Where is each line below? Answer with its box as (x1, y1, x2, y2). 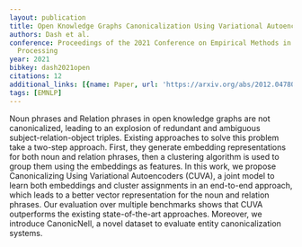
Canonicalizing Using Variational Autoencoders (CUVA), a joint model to (9, 170, 275, 181)
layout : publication (9, 13, 87, 22)
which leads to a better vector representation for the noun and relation (9, 190, 270, 200)
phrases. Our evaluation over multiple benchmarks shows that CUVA (9, 198, 263, 209)
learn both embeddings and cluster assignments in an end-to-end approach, (9, 180, 293, 190)
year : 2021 (9, 55, 50, 64)
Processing (17, 47, 58, 56)
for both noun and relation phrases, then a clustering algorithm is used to (9, 151, 280, 162)
